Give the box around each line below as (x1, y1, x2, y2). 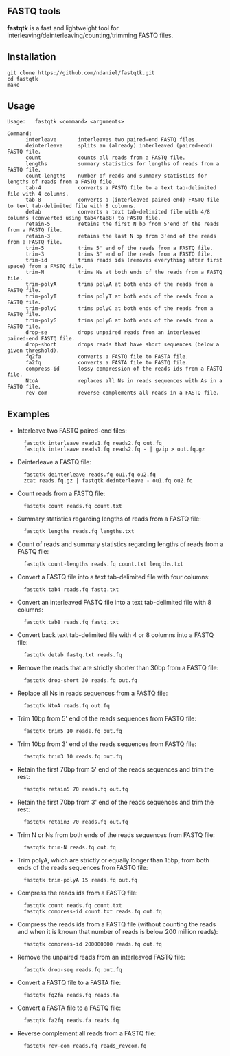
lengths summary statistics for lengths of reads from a (25, 161, 220, 167)
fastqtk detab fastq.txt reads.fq (23, 652, 122, 659)
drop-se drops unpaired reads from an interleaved (25, 329, 201, 336)
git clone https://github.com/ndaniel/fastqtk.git (7, 69, 155, 76)
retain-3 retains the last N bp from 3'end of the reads (25, 233, 216, 240)
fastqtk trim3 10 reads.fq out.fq (23, 754, 122, 760)
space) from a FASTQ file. (7, 263, 84, 270)
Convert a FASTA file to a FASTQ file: (16, 1004, 122, 1012)
